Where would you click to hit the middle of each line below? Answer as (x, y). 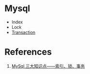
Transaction (23, 32)
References (28, 52)
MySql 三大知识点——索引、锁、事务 (48, 66)
